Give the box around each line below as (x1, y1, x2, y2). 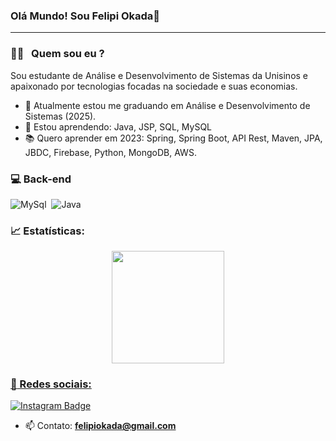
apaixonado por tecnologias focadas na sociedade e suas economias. (10, 80, 298, 92)
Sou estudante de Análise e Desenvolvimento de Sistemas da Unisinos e (10, 69, 309, 81)
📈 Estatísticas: (10, 224, 85, 238)
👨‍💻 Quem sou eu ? (10, 47, 105, 61)
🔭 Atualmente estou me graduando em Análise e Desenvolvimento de (24, 99, 311, 111)
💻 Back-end (10, 172, 72, 186)
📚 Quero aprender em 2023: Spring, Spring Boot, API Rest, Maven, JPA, (24, 132, 323, 144)
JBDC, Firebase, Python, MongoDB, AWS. (24, 146, 197, 158)
